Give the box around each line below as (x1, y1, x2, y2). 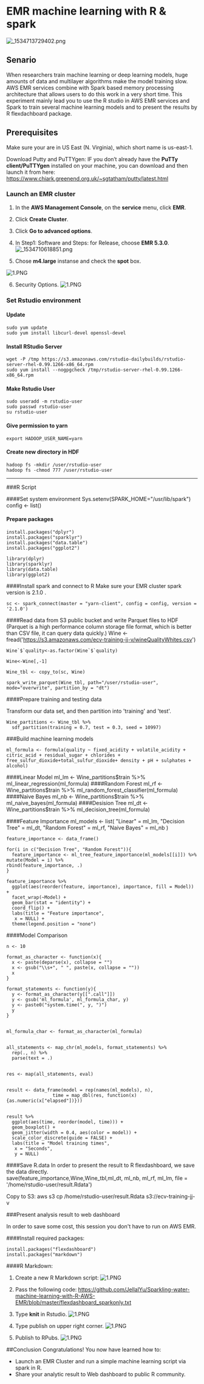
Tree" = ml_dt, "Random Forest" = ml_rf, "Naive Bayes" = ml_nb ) (6, 824, 169, 831)
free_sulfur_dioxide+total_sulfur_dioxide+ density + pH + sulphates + (6, 758, 191, 764)
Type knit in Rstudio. (15, 1310, 67, 1318)
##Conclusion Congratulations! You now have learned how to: (6, 1346, 161, 1353)
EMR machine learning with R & (6, 4, 166, 18)
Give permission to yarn (6, 421, 68, 429)
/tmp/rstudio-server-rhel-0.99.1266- (87, 367, 183, 373)
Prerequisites (6, 128, 58, 138)
